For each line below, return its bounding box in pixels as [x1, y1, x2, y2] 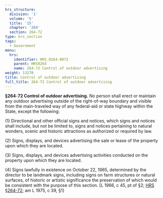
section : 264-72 [9, 30, 42, 35]
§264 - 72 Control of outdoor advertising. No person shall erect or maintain [5, 93, 156, 99]
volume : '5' [9, 16, 34, 21]
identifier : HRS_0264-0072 [14, 57, 69, 62]
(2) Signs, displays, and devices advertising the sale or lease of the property [5, 137, 158, 144]
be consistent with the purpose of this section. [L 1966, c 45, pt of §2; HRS [5, 182, 155, 188]
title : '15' [9, 20, 34, 26]
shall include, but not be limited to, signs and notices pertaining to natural [5, 123, 152, 129]
